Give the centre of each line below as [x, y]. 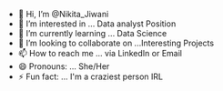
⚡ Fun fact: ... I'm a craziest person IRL [91, 76]
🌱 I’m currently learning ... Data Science [92, 33]
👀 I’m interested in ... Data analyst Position [97, 24]
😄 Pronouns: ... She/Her [64, 66]
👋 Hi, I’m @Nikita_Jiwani [63, 14]
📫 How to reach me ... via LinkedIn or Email [100, 53]
